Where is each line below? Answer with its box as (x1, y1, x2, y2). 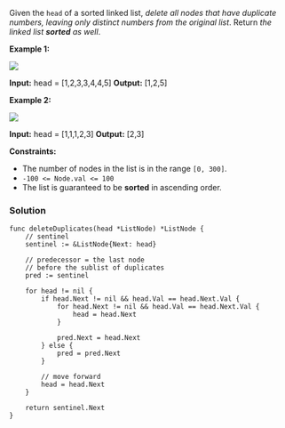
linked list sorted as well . (9, 27, 101, 36)
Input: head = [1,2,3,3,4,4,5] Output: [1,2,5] (9, 77, 168, 88)
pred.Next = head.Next (56, 334, 141, 343)
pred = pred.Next (56, 349, 122, 359)
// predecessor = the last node (25, 255, 145, 265)
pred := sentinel (25, 271, 90, 280)
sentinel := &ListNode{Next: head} (25, 240, 157, 249)
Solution (9, 204, 47, 216)
